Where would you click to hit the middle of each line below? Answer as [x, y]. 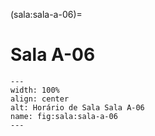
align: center [40, 99]
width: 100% [35, 90]
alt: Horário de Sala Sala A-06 [77, 107]
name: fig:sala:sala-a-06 [64, 116]
